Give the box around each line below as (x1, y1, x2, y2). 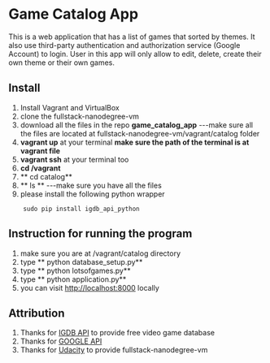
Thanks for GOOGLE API (20, 336, 102, 346)
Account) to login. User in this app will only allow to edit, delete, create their (8, 49, 262, 58)
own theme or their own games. (8, 58, 115, 67)
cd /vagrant (20, 163, 61, 173)
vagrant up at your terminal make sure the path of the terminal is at (20, 137, 250, 147)
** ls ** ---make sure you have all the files (20, 180, 163, 190)
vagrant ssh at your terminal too (20, 154, 129, 164)
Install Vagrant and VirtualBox (20, 102, 120, 112)
